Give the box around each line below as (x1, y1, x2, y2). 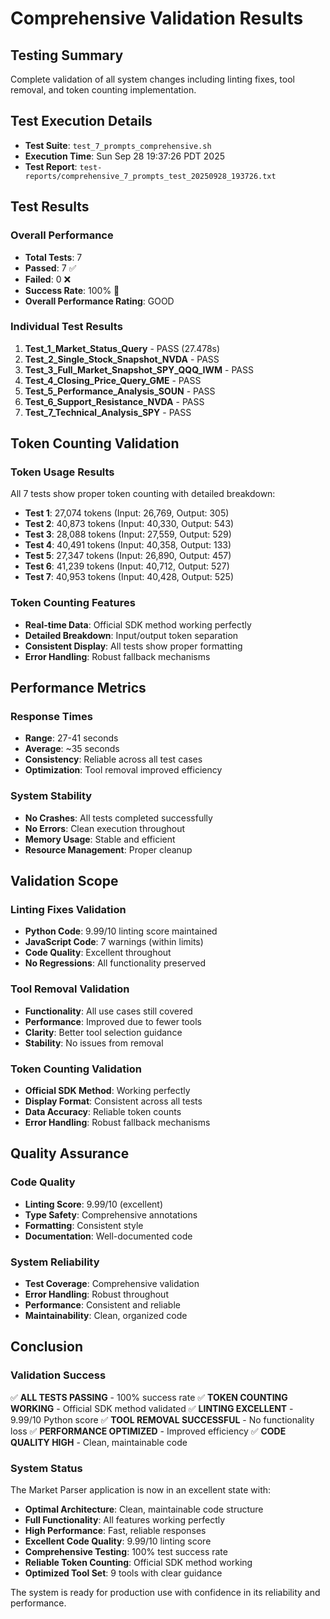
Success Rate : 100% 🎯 (24, 284, 120, 296)
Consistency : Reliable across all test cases (24, 753, 203, 766)
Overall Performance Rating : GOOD (24, 295, 175, 307)
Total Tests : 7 (24, 251, 83, 263)
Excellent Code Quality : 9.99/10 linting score (24, 1535, 212, 1547)
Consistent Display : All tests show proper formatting (24, 640, 243, 652)
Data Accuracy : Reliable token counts (24, 1106, 182, 1118)
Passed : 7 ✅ (24, 262, 77, 274)
